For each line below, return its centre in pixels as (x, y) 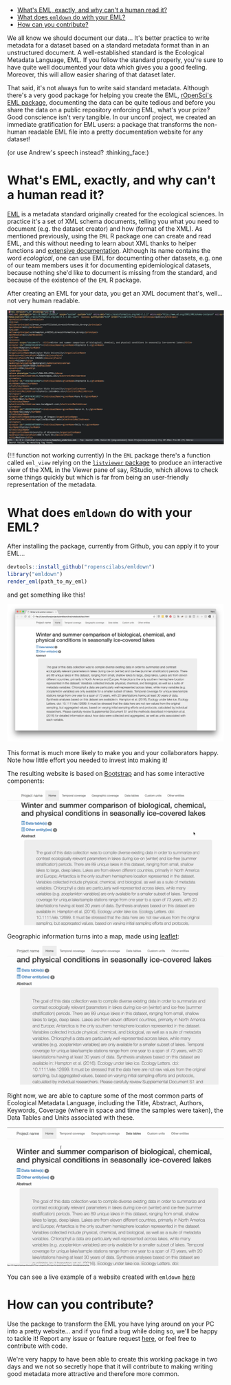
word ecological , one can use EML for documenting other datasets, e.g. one (115, 258)
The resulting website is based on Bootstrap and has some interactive (106, 774)
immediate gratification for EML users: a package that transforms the (105, 124)
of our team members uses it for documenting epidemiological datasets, (109, 265)
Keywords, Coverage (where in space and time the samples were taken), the (115, 1110)
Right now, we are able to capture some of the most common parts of (106, 1096)
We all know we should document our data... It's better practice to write (108, 38)
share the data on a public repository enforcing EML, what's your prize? (109, 110)
